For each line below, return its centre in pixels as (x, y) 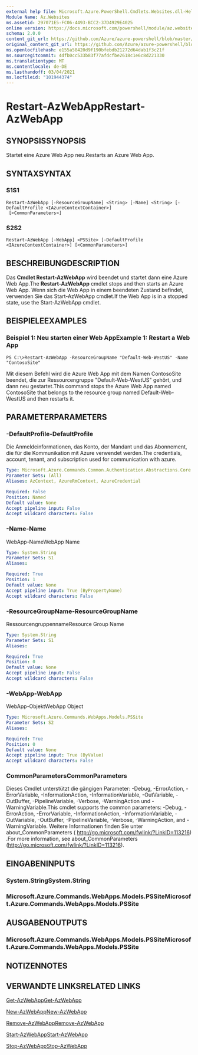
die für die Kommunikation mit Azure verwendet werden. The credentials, (94, 453)
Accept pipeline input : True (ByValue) (55, 755)
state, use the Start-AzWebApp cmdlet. (54, 302)
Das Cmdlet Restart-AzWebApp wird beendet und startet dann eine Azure (97, 277)
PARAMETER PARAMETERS (57, 417)
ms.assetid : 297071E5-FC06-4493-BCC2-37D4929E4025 (70, 22)
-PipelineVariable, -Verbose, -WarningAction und (91, 801)
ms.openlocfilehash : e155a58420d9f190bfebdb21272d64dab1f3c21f (85, 50)
